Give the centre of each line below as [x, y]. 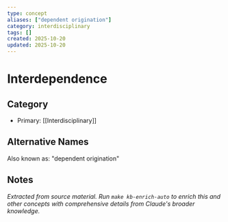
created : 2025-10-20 [37, 39]
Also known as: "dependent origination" [63, 158]
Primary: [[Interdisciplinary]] [57, 121]
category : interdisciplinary [49, 26]
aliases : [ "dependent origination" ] [59, 20]
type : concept [27, 13]
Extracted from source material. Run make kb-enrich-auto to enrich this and [114, 196]
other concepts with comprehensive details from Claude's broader [101, 204]
